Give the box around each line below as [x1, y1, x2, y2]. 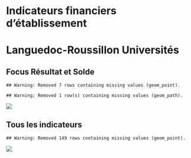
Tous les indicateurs [6, 119, 83, 130]
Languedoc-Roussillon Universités [6, 43, 180, 57]
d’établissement [6, 16, 87, 30]
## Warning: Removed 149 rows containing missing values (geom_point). [6, 135, 186, 141]
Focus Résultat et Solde [6, 66, 95, 77]
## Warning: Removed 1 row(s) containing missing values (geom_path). [6, 93, 183, 99]
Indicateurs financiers [6, 4, 117, 18]
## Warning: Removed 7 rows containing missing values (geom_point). [6, 82, 181, 89]
